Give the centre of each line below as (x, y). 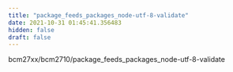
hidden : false (32, 30)
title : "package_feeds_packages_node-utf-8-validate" (99, 15)
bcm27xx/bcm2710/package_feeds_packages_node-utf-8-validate (116, 59)
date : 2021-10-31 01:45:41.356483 (65, 23)
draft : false (30, 37)
